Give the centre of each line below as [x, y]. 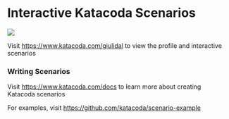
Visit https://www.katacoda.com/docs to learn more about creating [104, 87]
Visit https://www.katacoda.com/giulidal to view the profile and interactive [114, 45]
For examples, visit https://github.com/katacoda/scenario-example [104, 108]
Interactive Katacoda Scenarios [101, 13]
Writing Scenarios [39, 71]
